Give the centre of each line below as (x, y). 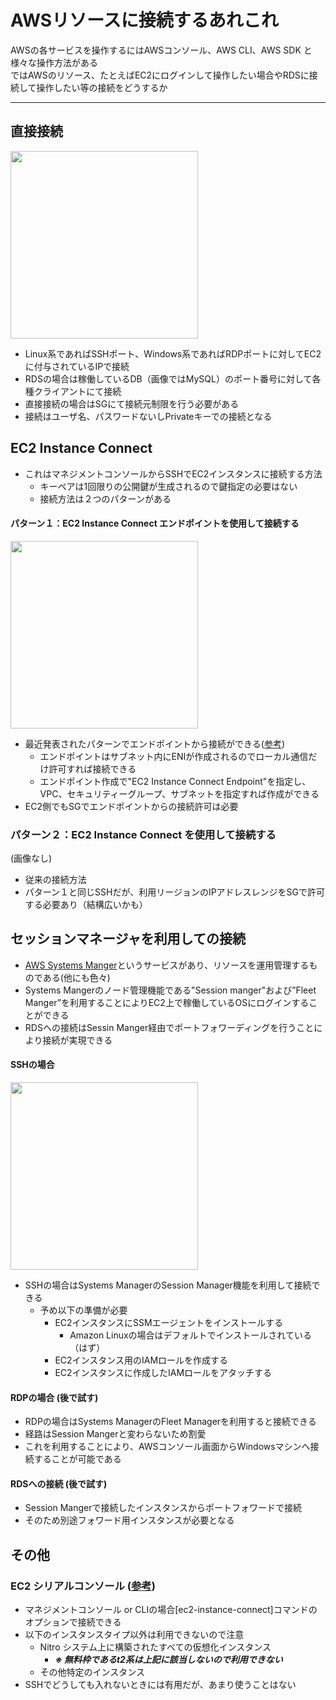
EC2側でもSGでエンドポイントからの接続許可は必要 (131, 806)
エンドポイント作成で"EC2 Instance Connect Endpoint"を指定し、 (175, 781)
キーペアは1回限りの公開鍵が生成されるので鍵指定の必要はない (168, 486)
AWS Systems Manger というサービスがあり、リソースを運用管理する (167, 965)
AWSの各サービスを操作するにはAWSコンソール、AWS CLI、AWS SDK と (161, 50)
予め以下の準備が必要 (83, 1310)
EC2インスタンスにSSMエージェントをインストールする (169, 1323)
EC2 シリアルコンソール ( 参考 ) (83, 1586)
